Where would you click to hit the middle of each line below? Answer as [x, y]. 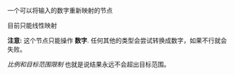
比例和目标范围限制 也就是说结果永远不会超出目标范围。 [89, 64]
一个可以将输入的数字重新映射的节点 [60, 10]
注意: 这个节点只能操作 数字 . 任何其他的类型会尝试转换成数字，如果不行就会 [117, 40]
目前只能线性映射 [32, 25]
